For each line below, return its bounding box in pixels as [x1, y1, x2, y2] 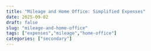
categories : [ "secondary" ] [6, 36, 72, 42]
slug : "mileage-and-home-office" [6, 25, 88, 31]
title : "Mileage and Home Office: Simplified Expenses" [6, 8, 146, 15]
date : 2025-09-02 [6, 14, 49, 20]
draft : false [6, 19, 38, 25]
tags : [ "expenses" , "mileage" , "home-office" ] [6, 30, 117, 36]
